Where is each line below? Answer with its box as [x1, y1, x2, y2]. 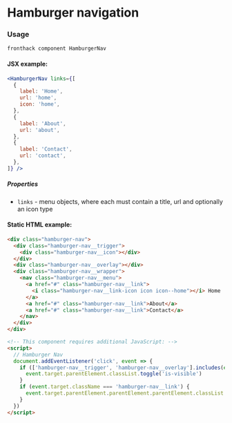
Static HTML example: [7, 220, 72, 229]
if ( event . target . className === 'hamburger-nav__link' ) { [19, 384, 190, 391]
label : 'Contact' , [19, 146, 72, 153]
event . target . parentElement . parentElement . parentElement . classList [25, 390, 224, 397]
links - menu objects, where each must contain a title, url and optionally [17, 197, 223, 205]
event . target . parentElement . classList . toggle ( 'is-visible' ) [25, 370, 202, 377]
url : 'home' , [19, 95, 57, 102]
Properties [7, 180, 39, 188]
